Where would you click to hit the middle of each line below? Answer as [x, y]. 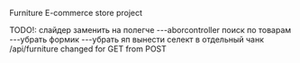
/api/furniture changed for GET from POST [88, 49]
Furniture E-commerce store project [76, 13]
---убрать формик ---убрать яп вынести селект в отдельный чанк [136, 39]
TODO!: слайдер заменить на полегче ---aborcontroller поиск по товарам [150, 30]
